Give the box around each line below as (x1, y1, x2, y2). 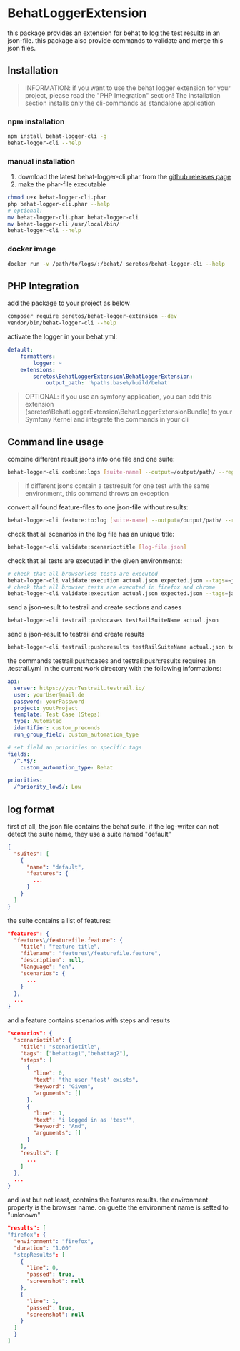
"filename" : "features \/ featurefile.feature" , (20, 950, 161, 957)
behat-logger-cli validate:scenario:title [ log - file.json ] (7, 543, 187, 551)
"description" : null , (20, 957, 84, 964)
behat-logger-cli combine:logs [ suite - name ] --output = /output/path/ (7, 469, 216, 476)
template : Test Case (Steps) (14, 711, 101, 719)
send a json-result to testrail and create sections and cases (7, 603, 182, 612)
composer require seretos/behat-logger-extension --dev (7, 313, 177, 320)
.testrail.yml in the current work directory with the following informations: (7, 664, 222, 673)
